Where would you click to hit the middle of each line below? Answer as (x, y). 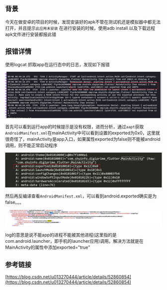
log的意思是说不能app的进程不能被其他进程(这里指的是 (61, 235)
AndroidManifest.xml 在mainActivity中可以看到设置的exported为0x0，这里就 (83, 133)
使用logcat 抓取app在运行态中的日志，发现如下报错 (57, 64)
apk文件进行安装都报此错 (31, 34)
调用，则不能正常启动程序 (31, 145)
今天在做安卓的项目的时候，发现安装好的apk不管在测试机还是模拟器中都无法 (83, 22)
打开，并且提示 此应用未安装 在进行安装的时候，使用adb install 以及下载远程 (80, 28)
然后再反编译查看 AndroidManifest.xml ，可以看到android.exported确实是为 (81, 196)
